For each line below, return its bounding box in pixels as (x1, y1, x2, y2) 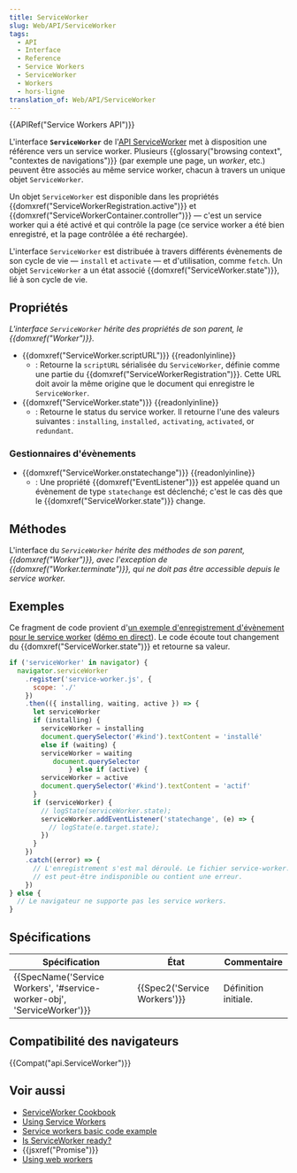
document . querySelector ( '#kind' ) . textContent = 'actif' (41, 782, 251, 791)
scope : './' (32, 683, 77, 691)
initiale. (223, 993, 254, 1006)
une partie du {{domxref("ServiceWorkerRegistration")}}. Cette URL (34, 369, 282, 380)
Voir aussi (9, 1084, 65, 1099)
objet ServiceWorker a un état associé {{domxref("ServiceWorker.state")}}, (9, 265, 280, 275)
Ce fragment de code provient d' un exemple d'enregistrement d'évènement (9, 622, 285, 633)
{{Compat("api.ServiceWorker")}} (9, 1057, 132, 1068)
